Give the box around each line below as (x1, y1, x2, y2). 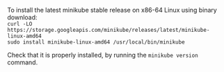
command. (7, 58, 38, 66)
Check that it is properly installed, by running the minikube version (7, 51, 198, 59)
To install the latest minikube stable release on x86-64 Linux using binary (7, 6, 217, 14)
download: (7, 13, 38, 21)
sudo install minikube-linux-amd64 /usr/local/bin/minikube (7, 39, 186, 46)
